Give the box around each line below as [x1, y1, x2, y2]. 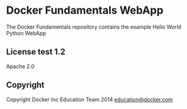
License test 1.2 [6, 47, 66, 57]
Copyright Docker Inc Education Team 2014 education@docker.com [6, 96, 173, 103]
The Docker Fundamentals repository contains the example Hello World [6, 23, 182, 30]
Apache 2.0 [6, 63, 35, 70]
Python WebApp [6, 29, 46, 36]
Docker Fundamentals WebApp [6, 4, 164, 17]
